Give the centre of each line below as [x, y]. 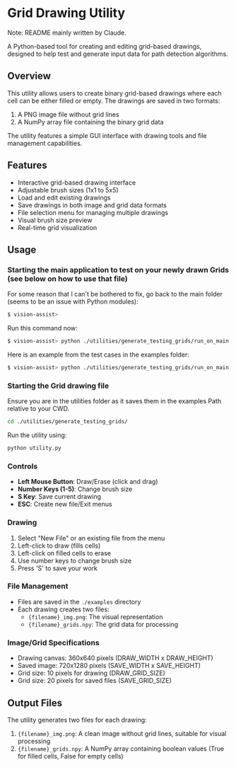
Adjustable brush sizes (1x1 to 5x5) [68, 190]
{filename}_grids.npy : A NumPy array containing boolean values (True [121, 749]
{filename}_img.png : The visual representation [95, 616]
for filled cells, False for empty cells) [70, 756]
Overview [29, 76]
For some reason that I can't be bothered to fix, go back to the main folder [115, 294]
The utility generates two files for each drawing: [77, 720]
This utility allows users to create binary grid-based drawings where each [114, 93]
